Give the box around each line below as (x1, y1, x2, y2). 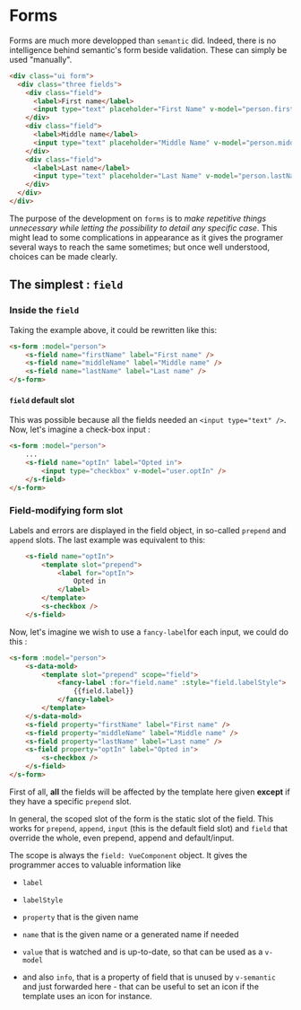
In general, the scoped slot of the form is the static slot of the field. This (9, 813, 274, 824)
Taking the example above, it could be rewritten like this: (9, 324, 218, 335)
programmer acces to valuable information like (9, 859, 182, 870)
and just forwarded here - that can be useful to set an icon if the (21, 980, 260, 992)
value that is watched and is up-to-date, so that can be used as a (21, 946, 263, 957)
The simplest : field (9, 277, 124, 293)
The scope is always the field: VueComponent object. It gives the (9, 849, 248, 860)
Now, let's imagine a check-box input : (9, 424, 150, 435)
